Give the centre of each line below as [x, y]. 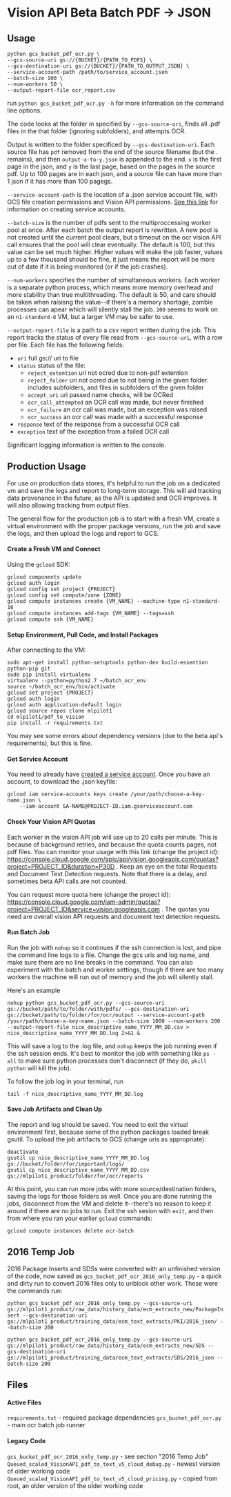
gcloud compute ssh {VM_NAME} [51, 619]
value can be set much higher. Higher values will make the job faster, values [115, 252]
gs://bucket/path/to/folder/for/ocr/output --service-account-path [106, 1015]
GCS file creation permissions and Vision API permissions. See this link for [113, 202]
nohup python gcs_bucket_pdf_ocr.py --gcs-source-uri [86, 1003]
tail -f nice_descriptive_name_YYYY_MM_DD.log [75, 1094]
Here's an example [34, 990]
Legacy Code [27, 1441]
